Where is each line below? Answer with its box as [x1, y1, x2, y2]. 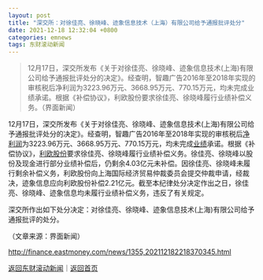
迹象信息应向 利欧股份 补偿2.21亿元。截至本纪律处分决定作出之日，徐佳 [21, 179, 250, 188]
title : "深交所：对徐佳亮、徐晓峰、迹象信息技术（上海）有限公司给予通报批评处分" [8, 19, 246, 27]
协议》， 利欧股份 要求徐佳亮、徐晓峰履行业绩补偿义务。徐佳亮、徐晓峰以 [14, 149, 246, 158]
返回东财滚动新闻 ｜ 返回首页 [8, 263, 98, 273]
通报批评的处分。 [8, 215, 64, 224]
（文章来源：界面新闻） [8, 231, 84, 241]
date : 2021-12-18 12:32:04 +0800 [8, 26, 118, 34]
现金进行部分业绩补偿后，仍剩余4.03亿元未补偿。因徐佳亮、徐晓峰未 [21, 159, 244, 168]
